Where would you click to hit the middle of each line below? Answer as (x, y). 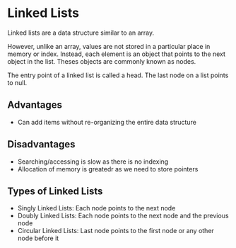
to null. (17, 82)
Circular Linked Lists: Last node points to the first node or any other (116, 231)
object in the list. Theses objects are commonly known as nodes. (102, 61)
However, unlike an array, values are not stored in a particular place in (109, 46)
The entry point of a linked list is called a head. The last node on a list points (118, 75)
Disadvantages (41, 144)
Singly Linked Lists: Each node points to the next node (96, 208)
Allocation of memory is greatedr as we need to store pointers (108, 169)
